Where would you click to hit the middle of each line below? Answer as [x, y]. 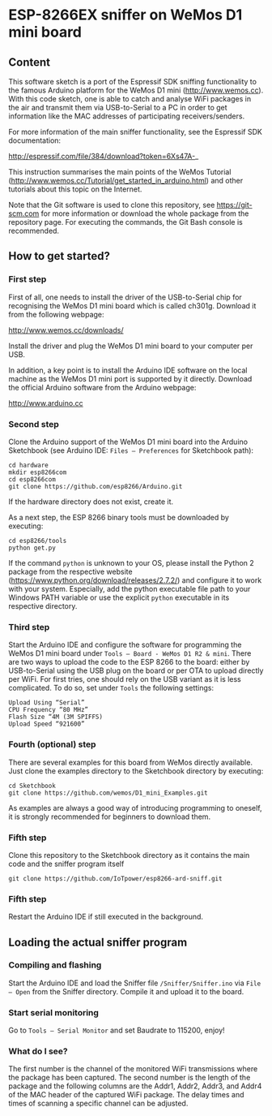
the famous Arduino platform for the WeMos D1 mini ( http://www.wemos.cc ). [136, 90]
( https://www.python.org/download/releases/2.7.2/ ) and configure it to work [135, 580]
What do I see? [38, 1051]
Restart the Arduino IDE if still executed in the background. [106, 917]
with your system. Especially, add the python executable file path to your [130, 588]
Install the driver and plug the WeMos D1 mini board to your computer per [131, 346]
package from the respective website [70, 571]
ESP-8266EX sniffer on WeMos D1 [125, 15]
